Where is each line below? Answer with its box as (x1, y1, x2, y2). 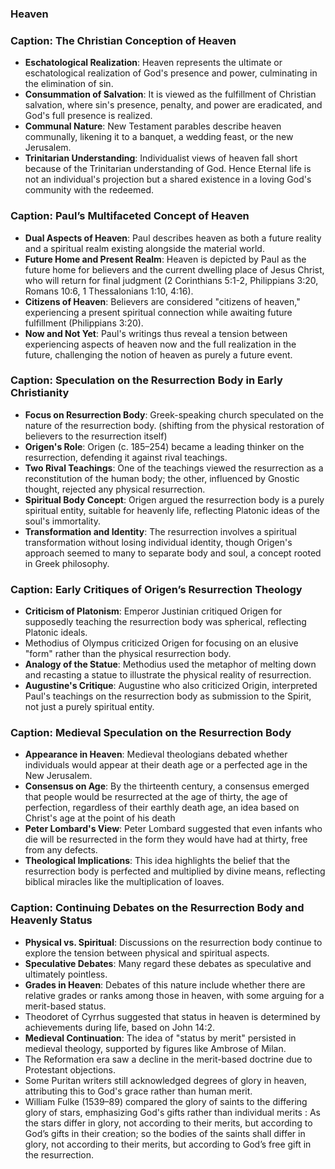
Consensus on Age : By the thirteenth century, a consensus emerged (24, 780, 310, 792)
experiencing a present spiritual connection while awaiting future (24, 306, 293, 318)
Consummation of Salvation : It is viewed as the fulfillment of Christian (24, 88, 317, 101)
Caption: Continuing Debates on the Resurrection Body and (10, 901, 305, 915)
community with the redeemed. (24, 184, 155, 196)
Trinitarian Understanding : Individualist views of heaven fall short (24, 152, 298, 164)
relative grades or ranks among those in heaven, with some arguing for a (24, 989, 325, 1001)
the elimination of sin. (24, 78, 114, 90)
